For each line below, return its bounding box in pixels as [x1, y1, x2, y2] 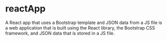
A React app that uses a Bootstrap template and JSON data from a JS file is [5, 19, 162, 25]
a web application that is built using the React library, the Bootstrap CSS [5, 24, 155, 30]
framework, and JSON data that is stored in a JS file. [5, 30, 115, 36]
